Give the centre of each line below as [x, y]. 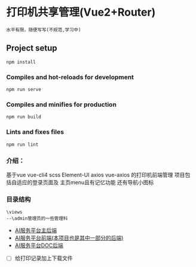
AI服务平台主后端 [36, 230]
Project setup [32, 48]
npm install [21, 62]
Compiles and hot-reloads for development [70, 77]
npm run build [24, 117]
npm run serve [24, 90]
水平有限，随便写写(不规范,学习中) [44, 30]
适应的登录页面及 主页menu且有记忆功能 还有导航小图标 [85, 182]
